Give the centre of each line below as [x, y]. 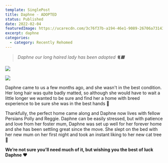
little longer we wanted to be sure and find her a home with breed [72, 98]
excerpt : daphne [22, 33]
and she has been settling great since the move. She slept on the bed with [81, 129]
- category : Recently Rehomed [41, 43]
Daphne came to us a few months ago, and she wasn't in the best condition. [83, 87]
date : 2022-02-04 [23, 24]
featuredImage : [21, 29]
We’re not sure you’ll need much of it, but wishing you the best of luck [79, 149]
